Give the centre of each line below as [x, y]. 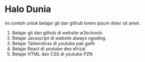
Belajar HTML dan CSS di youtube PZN [52, 54]
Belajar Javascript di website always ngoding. [59, 38]
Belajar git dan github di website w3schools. [58, 32]
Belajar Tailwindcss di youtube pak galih [53, 43]
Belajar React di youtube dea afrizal [49, 48]
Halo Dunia [28, 9]
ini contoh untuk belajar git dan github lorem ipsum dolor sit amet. [73, 23]
